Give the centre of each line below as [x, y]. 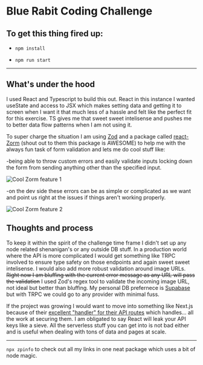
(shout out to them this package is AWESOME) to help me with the [103, 143]
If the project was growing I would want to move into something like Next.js [100, 306]
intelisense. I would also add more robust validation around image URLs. [96, 268]
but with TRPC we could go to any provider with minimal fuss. [83, 294]
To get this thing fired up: [55, 34]
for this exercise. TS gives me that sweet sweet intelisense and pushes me [99, 118]
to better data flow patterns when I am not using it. [69, 125]
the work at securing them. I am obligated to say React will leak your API [96, 318]
